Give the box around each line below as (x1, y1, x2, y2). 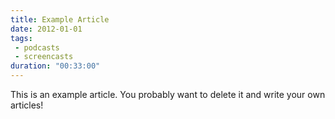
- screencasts (14, 52, 74, 62)
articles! (10, 99, 44, 111)
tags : (10, 33, 33, 43)
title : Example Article (10, 14, 110, 25)
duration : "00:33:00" (10, 61, 101, 71)
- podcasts (14, 42, 60, 53)
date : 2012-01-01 (10, 24, 83, 34)
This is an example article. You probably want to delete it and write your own (10, 89, 326, 100)
